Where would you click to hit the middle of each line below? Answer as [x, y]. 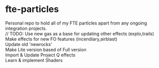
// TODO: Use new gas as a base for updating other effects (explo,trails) [80, 33]
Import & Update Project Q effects [40, 55]
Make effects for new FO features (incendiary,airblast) [61, 39]
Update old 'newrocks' [29, 44]
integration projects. [26, 28]
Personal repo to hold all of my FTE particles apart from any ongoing [76, 23]
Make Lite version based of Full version [46, 49]
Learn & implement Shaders [34, 60]
